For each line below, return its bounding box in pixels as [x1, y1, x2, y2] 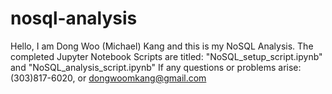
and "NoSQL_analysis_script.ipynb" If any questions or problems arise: [10, 61, 302, 73]
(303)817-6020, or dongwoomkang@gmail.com [10, 72, 207, 84]
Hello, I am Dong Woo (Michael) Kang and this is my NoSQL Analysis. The [10, 40, 314, 52]
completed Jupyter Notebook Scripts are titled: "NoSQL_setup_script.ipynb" [10, 50, 323, 62]
